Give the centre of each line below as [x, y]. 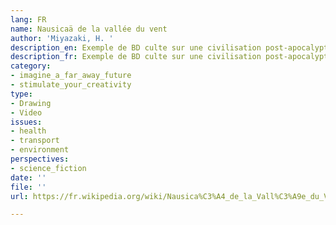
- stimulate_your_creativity [71, 85]
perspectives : [40, 159]
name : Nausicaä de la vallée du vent [89, 29]
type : [21, 94]
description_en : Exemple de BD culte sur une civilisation [136, 47]
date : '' [28, 177]
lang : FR [28, 19]
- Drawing [31, 103]
